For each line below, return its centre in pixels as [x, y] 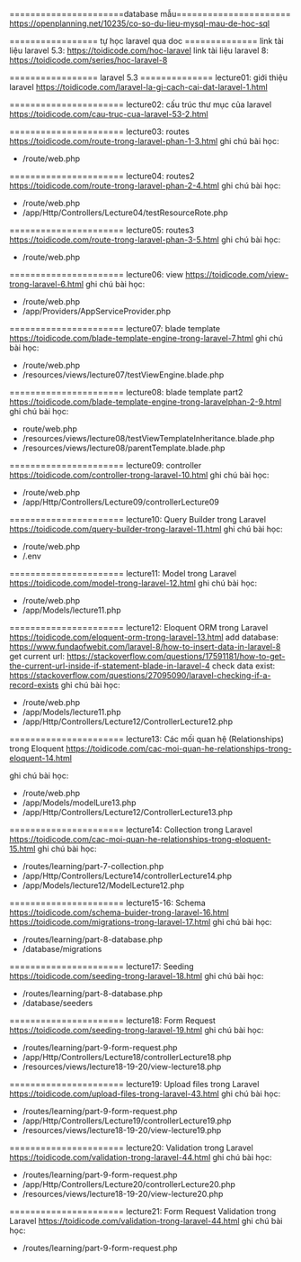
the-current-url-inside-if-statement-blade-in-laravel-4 [110, 666]
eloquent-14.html [40, 758]
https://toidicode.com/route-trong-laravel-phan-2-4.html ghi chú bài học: [145, 186]
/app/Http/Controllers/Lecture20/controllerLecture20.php [129, 1184]
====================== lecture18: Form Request [112, 1021]
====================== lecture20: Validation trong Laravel [131, 1148]
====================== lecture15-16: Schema [108, 903]
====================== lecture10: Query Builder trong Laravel [138, 519]
